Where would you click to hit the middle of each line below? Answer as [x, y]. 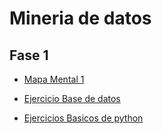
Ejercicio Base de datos [72, 98]
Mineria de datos [80, 18]
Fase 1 [29, 55]
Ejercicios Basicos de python [83, 118]
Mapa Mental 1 [54, 79]
